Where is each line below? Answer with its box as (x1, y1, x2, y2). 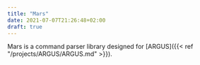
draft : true (7, 23, 42, 30)
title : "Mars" (7, 10, 49, 17)
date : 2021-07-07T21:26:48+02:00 (7, 17, 106, 24)
